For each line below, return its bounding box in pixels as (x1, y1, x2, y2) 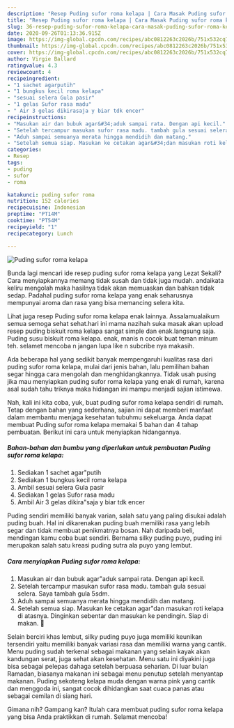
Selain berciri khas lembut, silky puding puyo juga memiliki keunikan (7, 633, 203, 641)
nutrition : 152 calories (7, 198, 79, 205)
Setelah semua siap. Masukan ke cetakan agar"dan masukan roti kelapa (17, 604, 224, 613)
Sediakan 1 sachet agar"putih (17, 468, 102, 477)
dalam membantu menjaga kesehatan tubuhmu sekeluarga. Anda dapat (7, 412, 212, 421)
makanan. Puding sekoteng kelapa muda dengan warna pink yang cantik (7, 677, 216, 686)
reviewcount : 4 (7, 68, 52, 75)
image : (7, 36, 26, 43)
